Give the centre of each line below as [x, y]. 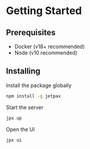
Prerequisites [31, 33]
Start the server [25, 107]
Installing [23, 71]
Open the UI [20, 129]
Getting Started [44, 11]
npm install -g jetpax [33, 96]
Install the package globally [39, 85]
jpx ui [14, 140]
